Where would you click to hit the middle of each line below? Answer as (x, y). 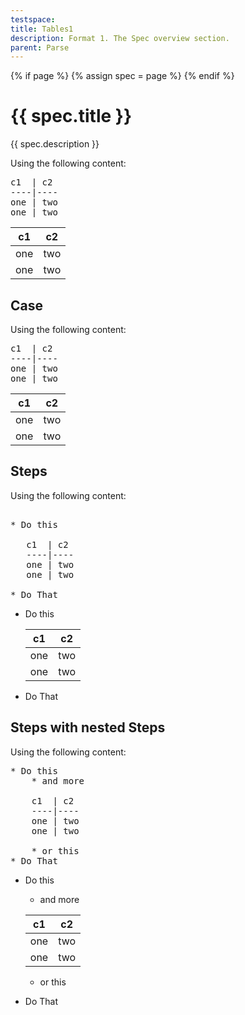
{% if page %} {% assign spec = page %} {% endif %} (122, 76)
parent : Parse (40, 47)
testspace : (33, 19)
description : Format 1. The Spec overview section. (120, 38)
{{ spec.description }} (55, 144)
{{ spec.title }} (71, 116)
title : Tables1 (42, 29)
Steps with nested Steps (88, 727)
